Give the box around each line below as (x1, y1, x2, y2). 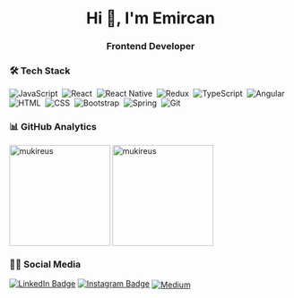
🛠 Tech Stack (9, 64, 71, 77)
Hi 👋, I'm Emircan (86, 8, 215, 29)
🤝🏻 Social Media (9, 258, 82, 270)
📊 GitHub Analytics (9, 121, 97, 133)
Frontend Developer (106, 40, 195, 53)
